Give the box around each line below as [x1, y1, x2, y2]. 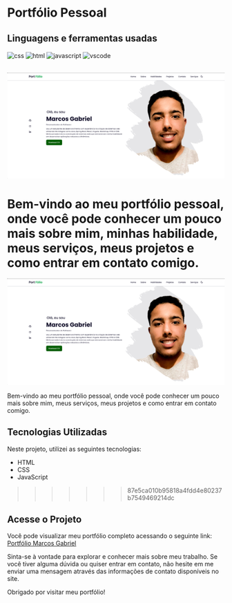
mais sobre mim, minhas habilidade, [7, 226, 218, 241]
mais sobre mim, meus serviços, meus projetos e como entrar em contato [7, 399, 217, 407]
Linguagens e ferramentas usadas [7, 33, 157, 44]
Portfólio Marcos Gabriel [7, 539, 77, 548]
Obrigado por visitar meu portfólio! [7, 588, 106, 596]
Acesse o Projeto [7, 514, 82, 525]
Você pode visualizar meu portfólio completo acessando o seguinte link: [7, 532, 213, 540]
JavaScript [17, 472, 48, 481]
